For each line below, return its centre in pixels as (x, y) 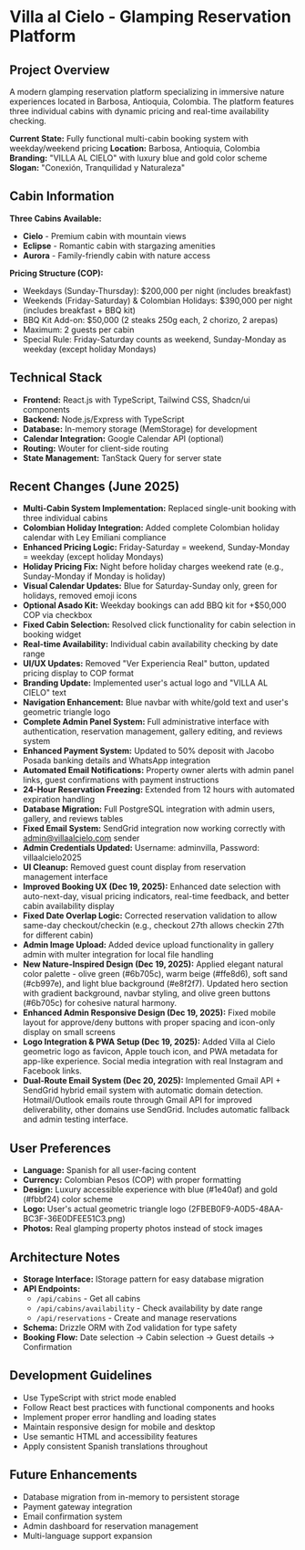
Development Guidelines (81, 1376)
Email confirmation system (72, 1516)
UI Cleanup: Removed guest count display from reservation (134, 867)
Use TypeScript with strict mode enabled (99, 1398)
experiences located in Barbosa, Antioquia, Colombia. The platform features (152, 101)
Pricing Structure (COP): (56, 273)
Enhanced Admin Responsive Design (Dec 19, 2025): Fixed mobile (149, 1013)
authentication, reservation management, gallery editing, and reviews (152, 731)
